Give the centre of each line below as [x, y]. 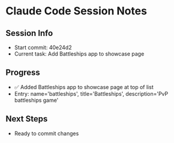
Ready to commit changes [46, 133]
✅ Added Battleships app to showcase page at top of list [84, 87]
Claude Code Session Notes [76, 11]
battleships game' [36, 100]
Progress [23, 73]
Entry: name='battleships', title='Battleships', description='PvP [91, 93]
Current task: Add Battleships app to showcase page [79, 54]
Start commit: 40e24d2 [43, 47]
